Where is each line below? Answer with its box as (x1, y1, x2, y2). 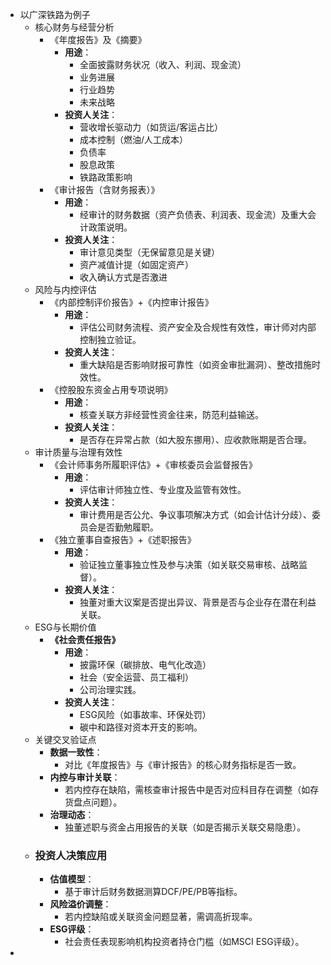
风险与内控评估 (34, 284, 97, 295)
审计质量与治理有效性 (34, 446, 123, 458)
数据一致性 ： (49, 746, 103, 758)
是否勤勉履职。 (96, 521, 159, 533)
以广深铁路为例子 (19, 9, 91, 20)
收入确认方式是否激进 (79, 271, 168, 283)
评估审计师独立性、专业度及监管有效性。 (79, 484, 247, 495)
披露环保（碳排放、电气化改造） (79, 659, 212, 670)
